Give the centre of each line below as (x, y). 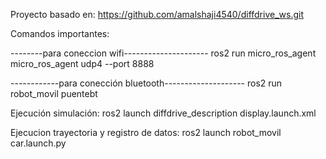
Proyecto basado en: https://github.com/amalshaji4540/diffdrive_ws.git (157, 14)
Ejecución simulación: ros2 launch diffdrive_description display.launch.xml (163, 113)
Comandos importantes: (60, 33)
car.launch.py (38, 143)
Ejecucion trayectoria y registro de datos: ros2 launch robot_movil (146, 132)
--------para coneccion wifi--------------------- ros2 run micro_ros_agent (163, 53)
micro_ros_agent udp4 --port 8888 (82, 63)
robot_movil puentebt (54, 93)
